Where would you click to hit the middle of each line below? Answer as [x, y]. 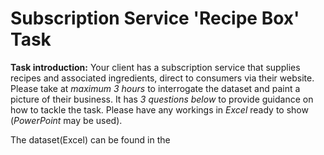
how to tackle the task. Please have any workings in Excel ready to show [159, 109]
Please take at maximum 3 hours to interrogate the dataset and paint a [155, 88]
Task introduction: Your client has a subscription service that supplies [155, 67]
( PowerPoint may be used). [66, 120]
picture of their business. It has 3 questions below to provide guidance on [162, 99]
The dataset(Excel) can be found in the [90, 139]
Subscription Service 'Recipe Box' [155, 18]
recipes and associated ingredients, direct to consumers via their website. [162, 78]
